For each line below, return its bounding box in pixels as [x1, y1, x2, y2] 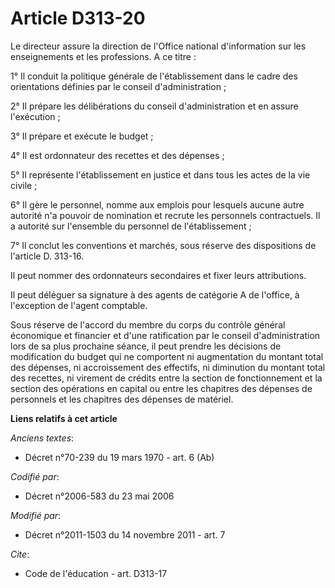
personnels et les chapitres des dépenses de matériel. [10, 393, 234, 405]
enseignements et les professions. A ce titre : [10, 50, 197, 62]
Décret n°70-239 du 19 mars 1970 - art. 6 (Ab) [24, 451, 215, 463]
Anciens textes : [10, 432, 75, 444]
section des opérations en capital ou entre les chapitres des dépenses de [10, 382, 313, 394]
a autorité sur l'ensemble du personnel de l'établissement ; [10, 220, 252, 232]
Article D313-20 [10, 7, 146, 30]
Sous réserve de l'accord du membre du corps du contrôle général [10, 318, 286, 331]
